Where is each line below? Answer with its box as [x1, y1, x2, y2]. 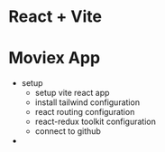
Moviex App [8, 48, 101, 69]
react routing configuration [34, 107, 135, 118]
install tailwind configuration [34, 97, 141, 108]
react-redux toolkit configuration [34, 116, 157, 128]
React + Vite [8, 6, 103, 27]
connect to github [34, 126, 101, 137]
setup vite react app [34, 88, 110, 99]
